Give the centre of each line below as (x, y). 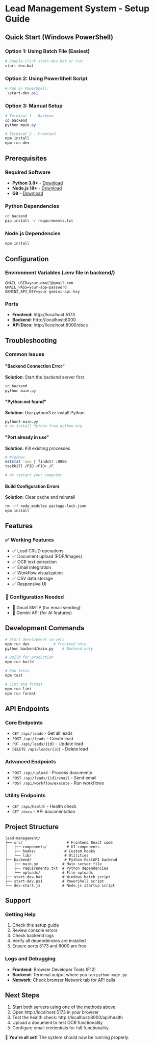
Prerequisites (26, 158)
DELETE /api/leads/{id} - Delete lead (50, 749)
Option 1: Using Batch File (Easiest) (47, 51)
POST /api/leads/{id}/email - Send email (54, 777)
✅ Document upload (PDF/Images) (47, 556)
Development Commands (45, 628)
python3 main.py (22, 422)
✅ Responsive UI (29, 584)
